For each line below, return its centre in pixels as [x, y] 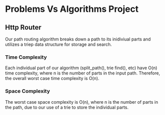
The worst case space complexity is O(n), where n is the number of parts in [82, 102]
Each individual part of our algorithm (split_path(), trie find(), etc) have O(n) [81, 68]
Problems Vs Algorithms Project [72, 9]
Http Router [23, 27]
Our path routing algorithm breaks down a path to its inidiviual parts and [78, 39]
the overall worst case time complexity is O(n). [52, 78]
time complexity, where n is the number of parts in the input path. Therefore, [82, 73]
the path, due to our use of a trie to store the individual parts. [67, 107]
